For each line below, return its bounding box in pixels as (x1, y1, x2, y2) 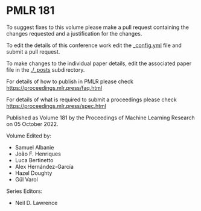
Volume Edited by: (6, 132, 52, 139)
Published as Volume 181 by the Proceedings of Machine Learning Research (6, 114, 195, 121)
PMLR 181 (6, 4, 55, 17)
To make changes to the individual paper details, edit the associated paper (6, 60, 192, 67)
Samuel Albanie (14, 143, 54, 151)
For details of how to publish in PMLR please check (6, 78, 134, 85)
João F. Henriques (14, 150, 62, 157)
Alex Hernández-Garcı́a (14, 163, 74, 170)
